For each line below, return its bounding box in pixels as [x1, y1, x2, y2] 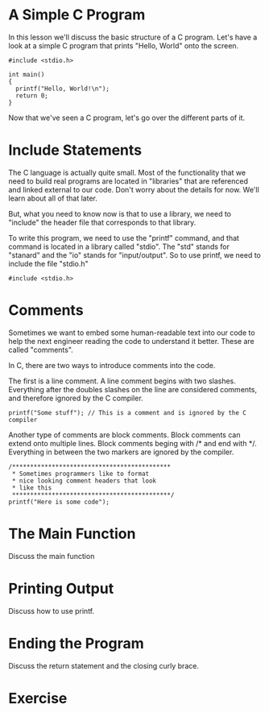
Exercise [8, 689, 68, 707]
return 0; [15, 91, 48, 100]
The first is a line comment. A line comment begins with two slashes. [8, 376, 236, 386]
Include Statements [8, 141, 143, 159]
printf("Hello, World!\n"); [15, 85, 110, 93]
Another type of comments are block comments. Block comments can [8, 429, 241, 440]
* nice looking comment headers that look [11, 477, 157, 485]
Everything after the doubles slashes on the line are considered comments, [8, 384, 258, 394]
